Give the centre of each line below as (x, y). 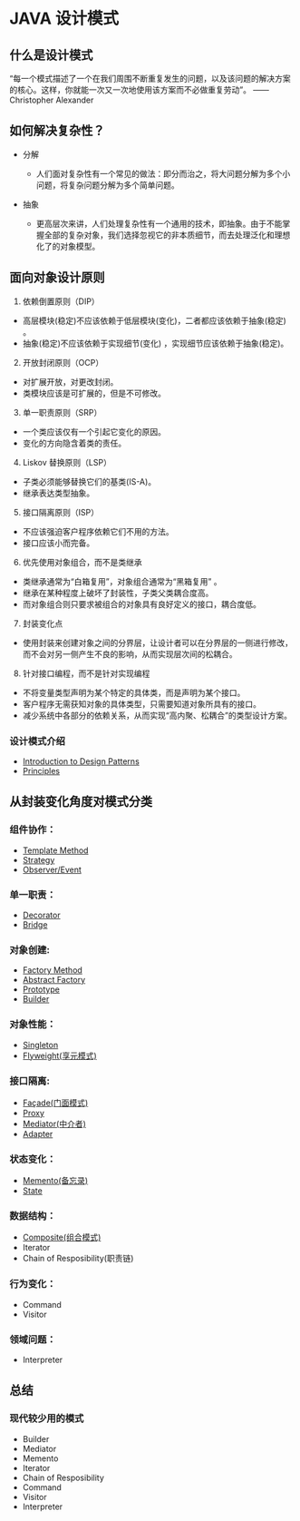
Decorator (41, 915)
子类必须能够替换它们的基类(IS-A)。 (89, 481)
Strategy (39, 859)
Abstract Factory (54, 980)
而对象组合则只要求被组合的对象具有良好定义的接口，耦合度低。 (141, 603)
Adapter (38, 1133)
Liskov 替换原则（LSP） (67, 462)
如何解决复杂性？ (57, 131)
